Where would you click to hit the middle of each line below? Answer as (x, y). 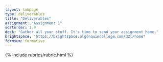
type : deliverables (25, 14)
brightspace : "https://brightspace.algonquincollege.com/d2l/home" (75, 37)
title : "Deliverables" (28, 18)
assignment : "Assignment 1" (34, 23)
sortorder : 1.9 (21, 28)
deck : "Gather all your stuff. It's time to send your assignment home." (82, 32)
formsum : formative (25, 41)
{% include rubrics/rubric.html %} (39, 55)
